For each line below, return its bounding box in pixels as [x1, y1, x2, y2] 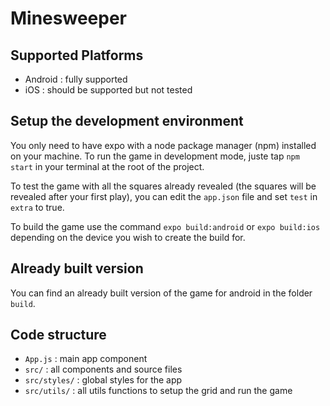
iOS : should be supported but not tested [24, 84, 193, 96]
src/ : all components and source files [24, 363, 183, 376]
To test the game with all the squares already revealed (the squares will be [10, 180, 317, 192]
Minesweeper [10, 7, 127, 30]
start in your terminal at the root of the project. [10, 160, 205, 172]
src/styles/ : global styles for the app [24, 374, 183, 386]
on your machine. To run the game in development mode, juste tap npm [10, 150, 300, 162]
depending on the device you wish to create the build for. [10, 231, 246, 243]
